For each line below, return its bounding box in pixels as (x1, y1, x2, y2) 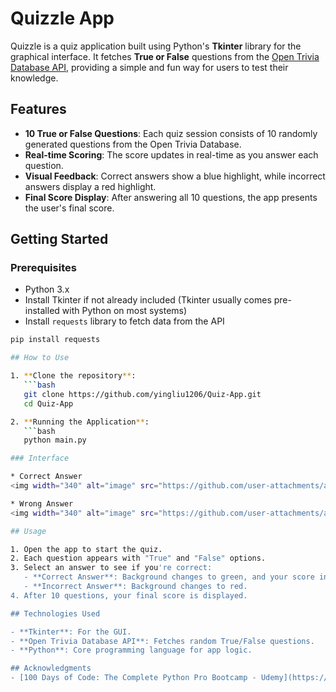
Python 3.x (24, 283, 70, 296)
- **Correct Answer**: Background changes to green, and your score (23, 572, 315, 582)
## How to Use (10, 353, 70, 363)
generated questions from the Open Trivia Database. (24, 138, 242, 150)
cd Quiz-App (23, 398, 74, 409)
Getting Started (10, 231, 109, 248)
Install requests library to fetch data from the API (24, 315, 225, 327)
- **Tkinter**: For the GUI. (10, 627, 132, 637)
